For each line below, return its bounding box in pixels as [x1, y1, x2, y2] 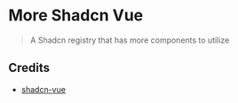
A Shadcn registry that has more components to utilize [29, 35, 230, 45]
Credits [8, 60, 51, 75]
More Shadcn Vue [8, 5, 144, 26]
